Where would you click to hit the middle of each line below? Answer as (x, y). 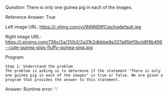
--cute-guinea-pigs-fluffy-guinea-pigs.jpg (49, 47)
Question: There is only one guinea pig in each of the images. (69, 7)
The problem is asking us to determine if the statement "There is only (83, 71)
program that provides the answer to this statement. (63, 80)
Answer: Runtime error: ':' (32, 89)
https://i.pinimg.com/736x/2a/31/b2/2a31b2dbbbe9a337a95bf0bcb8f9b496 (84, 42)
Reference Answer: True (30, 17)
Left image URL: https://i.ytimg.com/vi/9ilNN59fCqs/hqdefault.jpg (73, 27)
